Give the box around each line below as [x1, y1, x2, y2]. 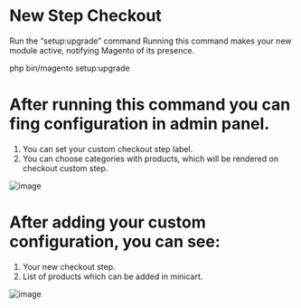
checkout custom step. [22, 162, 108, 173]
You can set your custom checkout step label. [22, 143, 193, 154]
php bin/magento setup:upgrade [9, 63, 130, 73]
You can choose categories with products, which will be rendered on [22, 153, 278, 164]
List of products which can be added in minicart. [22, 271, 203, 282]
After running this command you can [9, 94, 291, 115]
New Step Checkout [9, 5, 163, 26]
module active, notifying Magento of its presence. [9, 44, 195, 55]
